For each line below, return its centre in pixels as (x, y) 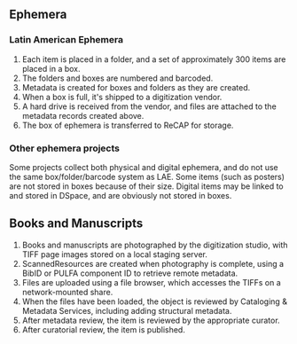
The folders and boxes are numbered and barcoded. (117, 78)
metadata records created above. (83, 115)
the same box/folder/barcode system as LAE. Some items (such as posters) (147, 176)
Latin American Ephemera (66, 40)
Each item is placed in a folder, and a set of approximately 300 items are (154, 59)
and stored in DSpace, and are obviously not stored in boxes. (121, 195)
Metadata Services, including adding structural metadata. (127, 310)
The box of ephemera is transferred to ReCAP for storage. (128, 125)
